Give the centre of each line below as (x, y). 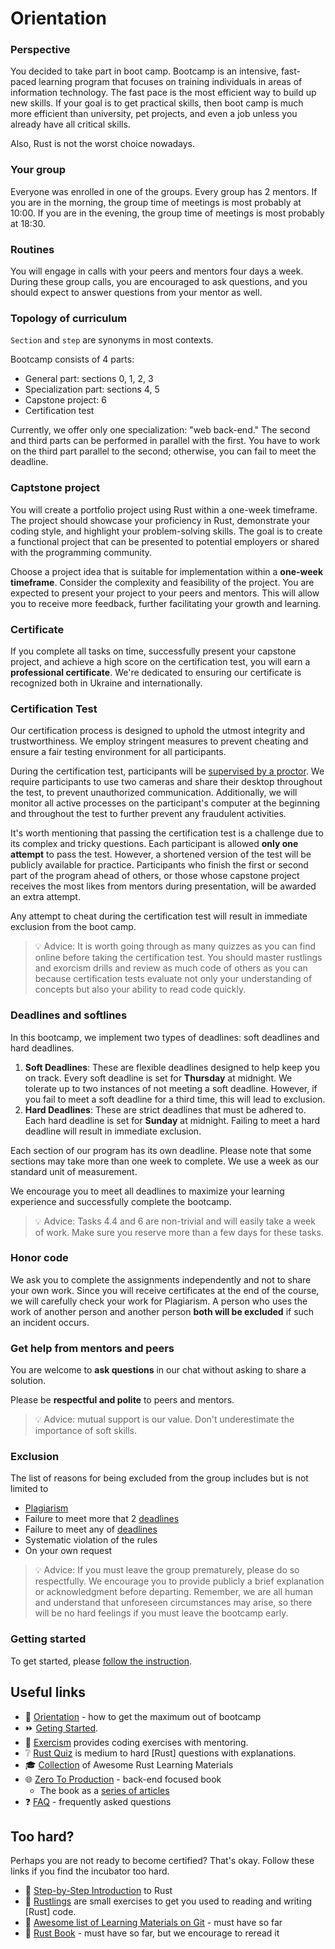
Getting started (48, 1639)
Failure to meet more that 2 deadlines (102, 1519)
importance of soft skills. (85, 1431)
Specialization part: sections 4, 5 (92, 389)
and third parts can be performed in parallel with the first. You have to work (165, 441)
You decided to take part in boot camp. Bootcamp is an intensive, (145, 71)
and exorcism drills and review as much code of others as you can (171, 968)
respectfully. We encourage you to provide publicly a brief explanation (179, 1581)
